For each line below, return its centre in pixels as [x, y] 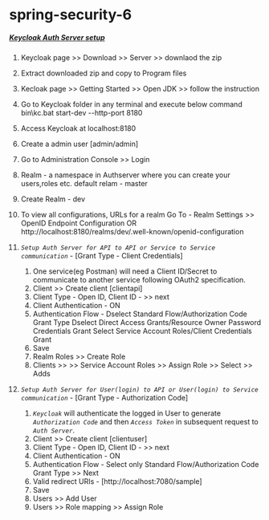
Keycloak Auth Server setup [57, 37]
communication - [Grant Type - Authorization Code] [104, 398]
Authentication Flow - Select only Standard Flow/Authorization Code [146, 465]
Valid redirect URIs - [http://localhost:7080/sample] [118, 481]
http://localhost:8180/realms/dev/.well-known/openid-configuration [132, 232]
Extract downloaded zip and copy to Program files [104, 73]
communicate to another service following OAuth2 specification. [139, 280]
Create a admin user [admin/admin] [79, 144]
